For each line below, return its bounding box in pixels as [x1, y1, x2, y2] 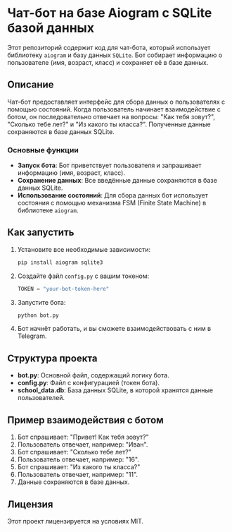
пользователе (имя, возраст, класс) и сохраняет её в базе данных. [7, 58, 209, 66]
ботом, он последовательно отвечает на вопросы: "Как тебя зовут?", [7, 112, 216, 121]
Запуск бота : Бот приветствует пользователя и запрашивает [17, 161, 202, 170]
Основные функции [7, 145, 79, 155]
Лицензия [7, 498, 53, 510]
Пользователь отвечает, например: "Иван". [17, 440, 148, 449]
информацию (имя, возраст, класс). [17, 169, 125, 177]
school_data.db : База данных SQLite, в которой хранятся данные [17, 386, 214, 394]
